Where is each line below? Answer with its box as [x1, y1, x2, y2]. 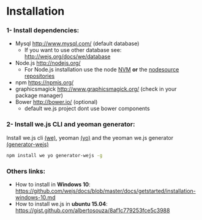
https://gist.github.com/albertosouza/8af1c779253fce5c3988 [15, 207, 170, 214]
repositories [24, 72, 55, 80]
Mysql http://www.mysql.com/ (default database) [15, 40, 140, 47]
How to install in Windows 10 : [15, 180, 91, 188]
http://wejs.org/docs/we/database [24, 53, 111, 61]
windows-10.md [15, 194, 56, 201]
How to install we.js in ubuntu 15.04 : [15, 200, 108, 207]
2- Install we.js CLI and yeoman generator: [6, 120, 135, 129]
